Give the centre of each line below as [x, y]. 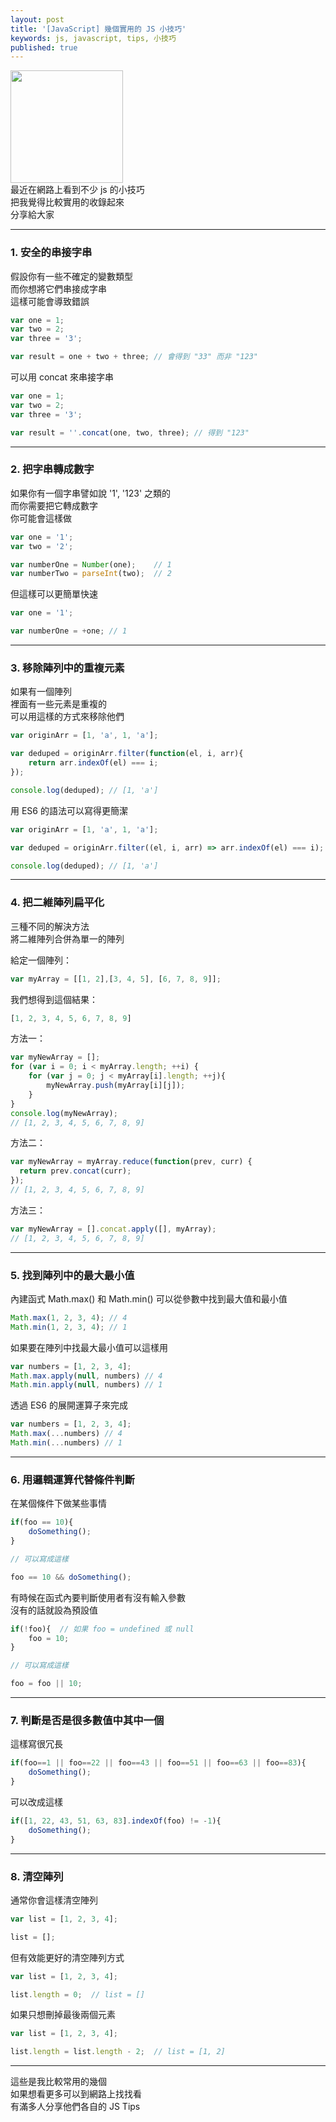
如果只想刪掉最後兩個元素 [63, 2015]
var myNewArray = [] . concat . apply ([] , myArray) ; [113, 1229]
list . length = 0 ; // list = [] [77, 1994]
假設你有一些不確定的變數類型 [71, 276]
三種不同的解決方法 [50, 926]
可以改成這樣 [36, 1802]
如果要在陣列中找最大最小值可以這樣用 [89, 1347]
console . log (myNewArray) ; [64, 1113]
